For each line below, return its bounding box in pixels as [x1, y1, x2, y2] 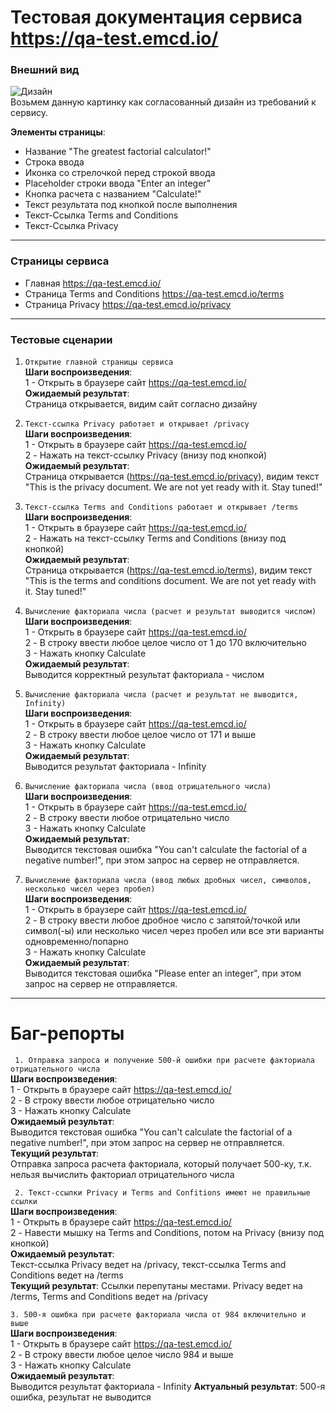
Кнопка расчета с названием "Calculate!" [24, 188, 202, 200]
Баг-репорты [10, 1022, 125, 1045]
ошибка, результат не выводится [10, 1391, 152, 1403]
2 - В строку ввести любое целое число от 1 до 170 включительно [24, 637, 307, 649]
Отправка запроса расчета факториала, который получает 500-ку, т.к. [10, 1158, 312, 1170]
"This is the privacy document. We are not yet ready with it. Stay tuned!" [24, 481, 323, 493]
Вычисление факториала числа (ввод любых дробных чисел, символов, [24, 876, 312, 886]
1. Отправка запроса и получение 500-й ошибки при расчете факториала [14, 1056, 315, 1066]
